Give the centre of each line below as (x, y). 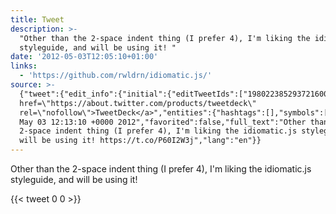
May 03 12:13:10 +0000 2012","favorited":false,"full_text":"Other (163, 122)
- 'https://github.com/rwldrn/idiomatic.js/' (116, 76)
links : (24, 66)
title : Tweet (37, 19)
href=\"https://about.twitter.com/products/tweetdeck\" (138, 103)
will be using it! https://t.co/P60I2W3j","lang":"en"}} (140, 141)
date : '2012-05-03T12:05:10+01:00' (84, 57)
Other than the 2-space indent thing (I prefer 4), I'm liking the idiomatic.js (161, 169)
